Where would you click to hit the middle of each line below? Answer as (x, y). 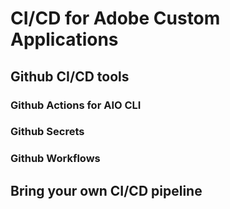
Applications (64, 39)
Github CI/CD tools (70, 76)
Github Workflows (55, 159)
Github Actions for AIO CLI (76, 105)
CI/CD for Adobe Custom (115, 18)
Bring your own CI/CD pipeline (106, 190)
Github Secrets (47, 132)
